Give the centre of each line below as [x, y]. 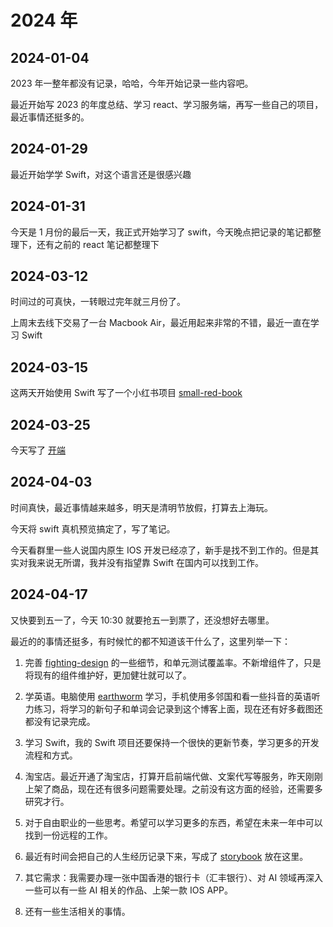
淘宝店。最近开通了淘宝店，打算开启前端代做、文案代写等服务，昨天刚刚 [173, 776]
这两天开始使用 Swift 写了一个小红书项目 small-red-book [126, 393]
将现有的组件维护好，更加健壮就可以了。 [108, 675]
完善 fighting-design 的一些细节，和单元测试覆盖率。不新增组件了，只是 [173, 662]
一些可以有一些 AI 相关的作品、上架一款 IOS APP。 [128, 890]
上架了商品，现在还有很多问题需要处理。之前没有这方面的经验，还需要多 [173, 788]
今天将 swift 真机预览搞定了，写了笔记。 [93, 528]
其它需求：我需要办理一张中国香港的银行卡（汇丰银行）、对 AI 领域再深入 [174, 877]
